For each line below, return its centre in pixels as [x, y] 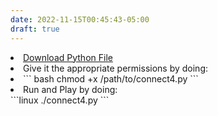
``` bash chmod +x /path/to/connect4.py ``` [111, 78]
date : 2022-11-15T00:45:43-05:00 [80, 19]
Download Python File [68, 57]
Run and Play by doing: [70, 89]
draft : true [35, 29]
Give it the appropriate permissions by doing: [116, 68]
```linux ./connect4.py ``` [60, 100]
